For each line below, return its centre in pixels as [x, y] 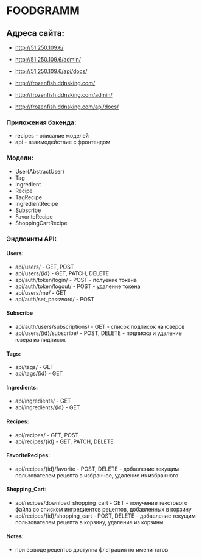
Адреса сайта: [36, 33]
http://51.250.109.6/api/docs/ [51, 71]
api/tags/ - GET [34, 367]
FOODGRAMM [43, 11]
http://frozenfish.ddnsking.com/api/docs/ [67, 107]
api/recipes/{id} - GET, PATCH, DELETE [64, 441]
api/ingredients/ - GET [43, 401]
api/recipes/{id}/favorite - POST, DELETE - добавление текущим [97, 469]
